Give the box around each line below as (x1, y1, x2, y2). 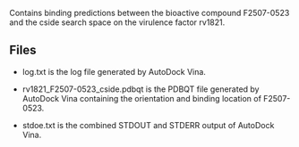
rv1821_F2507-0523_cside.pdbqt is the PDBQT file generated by (21, 84, 260, 94)
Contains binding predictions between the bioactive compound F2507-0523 (9, 8, 290, 18)
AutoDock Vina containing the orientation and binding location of (21, 93, 262, 103)
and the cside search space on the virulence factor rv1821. (9, 17, 226, 28)
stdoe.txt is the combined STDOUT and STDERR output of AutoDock (21, 119, 275, 130)
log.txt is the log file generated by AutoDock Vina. (21, 66, 206, 77)
